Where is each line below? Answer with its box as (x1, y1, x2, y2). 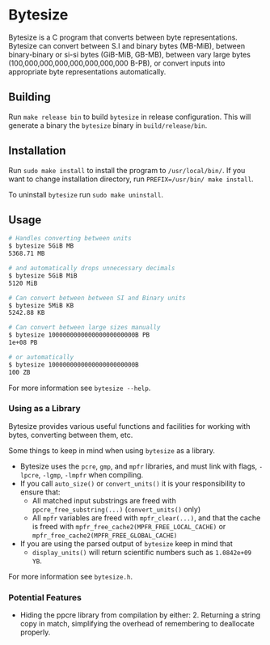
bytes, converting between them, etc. (8, 430, 133, 439)
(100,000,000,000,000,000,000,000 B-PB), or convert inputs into (8, 58, 226, 68)
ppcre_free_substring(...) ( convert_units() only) (32, 504, 201, 514)
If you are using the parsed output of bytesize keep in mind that (19, 538, 233, 548)
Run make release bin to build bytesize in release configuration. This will (8, 112, 251, 121)
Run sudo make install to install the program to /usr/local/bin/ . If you (8, 165, 246, 175)
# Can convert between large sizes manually (8, 324, 161, 332)
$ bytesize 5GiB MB (8, 242, 74, 250)
